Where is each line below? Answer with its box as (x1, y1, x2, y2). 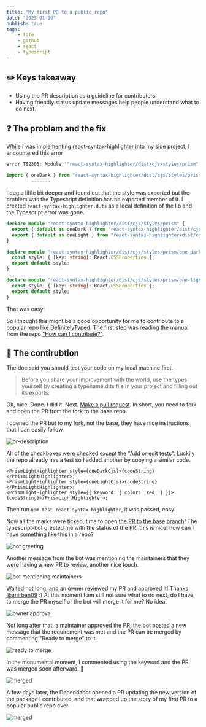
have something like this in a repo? (6, 531, 94, 538)
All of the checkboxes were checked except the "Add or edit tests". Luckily (6, 449, 195, 457)
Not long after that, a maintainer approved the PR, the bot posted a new (6, 621, 187, 629)
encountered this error (6, 149, 63, 157)
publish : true (6, 20, 43, 26)
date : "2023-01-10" (6, 15, 56, 21)
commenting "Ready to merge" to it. (6, 635, 97, 642)
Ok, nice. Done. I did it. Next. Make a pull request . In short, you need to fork (6, 401, 197, 408)
